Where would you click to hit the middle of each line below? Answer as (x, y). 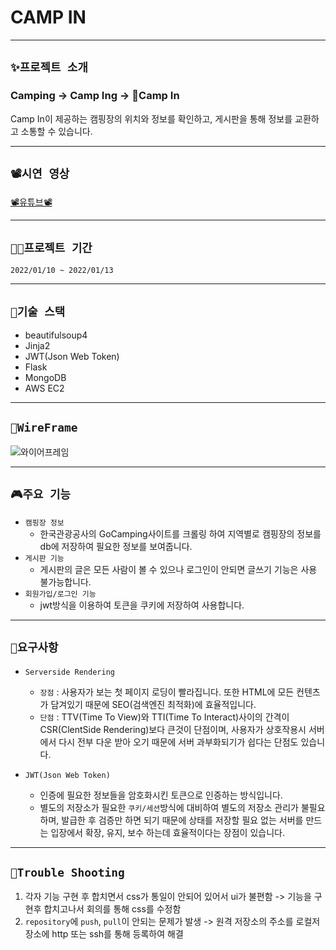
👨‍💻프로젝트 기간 (51, 248)
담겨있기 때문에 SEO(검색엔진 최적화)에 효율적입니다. (153, 704)
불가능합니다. (65, 582)
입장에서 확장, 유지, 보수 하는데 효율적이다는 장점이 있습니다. (167, 832)
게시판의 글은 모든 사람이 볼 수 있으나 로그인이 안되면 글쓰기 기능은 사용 (178, 569)
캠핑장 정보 (44, 522)
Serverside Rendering (69, 672)
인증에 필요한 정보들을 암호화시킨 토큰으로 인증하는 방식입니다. (161, 795)
